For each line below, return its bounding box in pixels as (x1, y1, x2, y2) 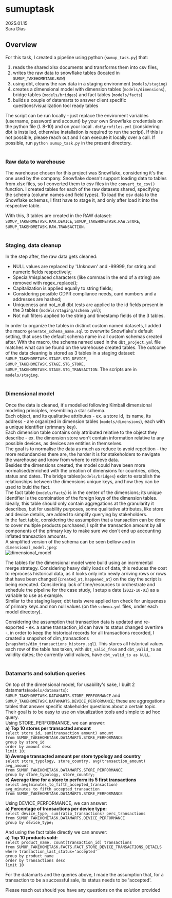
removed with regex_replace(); (12, 280, 78, 286)
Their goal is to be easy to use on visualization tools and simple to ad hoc (5, 709, 161, 715)
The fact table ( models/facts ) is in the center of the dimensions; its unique (5, 489, 162, 496)
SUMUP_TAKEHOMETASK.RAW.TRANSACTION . (5, 223, 85, 230)
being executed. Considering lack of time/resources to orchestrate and (5, 581, 156, 587)
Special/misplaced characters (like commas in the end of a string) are (12, 274, 160, 280)
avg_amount (5, 763, 29, 768)
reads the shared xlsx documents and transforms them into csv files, (12, 64, 158, 70)
